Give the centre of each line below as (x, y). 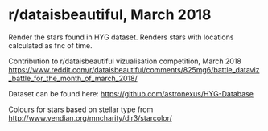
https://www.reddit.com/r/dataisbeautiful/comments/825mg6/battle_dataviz (134, 69)
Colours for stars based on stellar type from (81, 109)
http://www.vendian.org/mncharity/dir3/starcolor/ (91, 117)
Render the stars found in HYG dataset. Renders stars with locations (121, 37)
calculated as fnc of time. (50, 45)
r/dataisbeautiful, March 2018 (110, 15)
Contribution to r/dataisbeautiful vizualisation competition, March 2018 (125, 61)
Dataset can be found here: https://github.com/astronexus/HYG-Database (131, 93)
